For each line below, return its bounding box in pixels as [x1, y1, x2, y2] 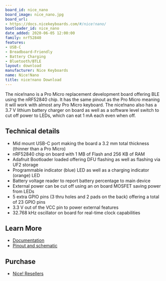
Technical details [5, 127, 60, 135]
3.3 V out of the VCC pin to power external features [12, 204, 119, 210]
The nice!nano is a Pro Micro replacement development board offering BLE [5, 91, 159, 97]
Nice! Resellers [12, 270, 44, 276]
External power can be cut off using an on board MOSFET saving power [12, 183, 161, 189]
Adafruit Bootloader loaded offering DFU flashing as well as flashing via [12, 156, 160, 162]
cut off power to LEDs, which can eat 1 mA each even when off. [5, 112, 136, 118]
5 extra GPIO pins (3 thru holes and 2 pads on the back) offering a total [12, 194, 159, 200]
